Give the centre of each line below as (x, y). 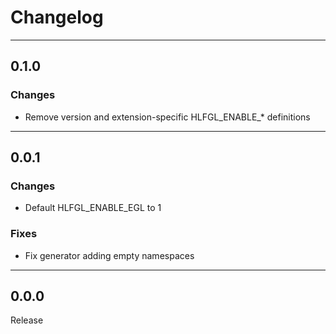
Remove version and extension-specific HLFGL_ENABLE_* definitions (167, 117)
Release (27, 320)
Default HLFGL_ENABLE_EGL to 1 (93, 208)
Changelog (57, 17)
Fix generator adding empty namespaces (109, 255)
